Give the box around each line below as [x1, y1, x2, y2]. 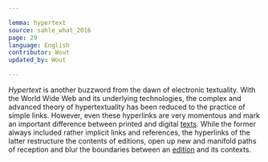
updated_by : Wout [8, 56, 67, 64]
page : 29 [8, 34, 38, 42]
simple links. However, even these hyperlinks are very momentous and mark [8, 111, 261, 120]
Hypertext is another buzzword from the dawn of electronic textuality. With [8, 85, 256, 95]
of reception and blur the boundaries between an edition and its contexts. [8, 145, 251, 154]
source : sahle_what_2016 [8, 26, 91, 34]
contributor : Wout [8, 49, 70, 57]
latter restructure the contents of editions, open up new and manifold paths [8, 136, 257, 145]
